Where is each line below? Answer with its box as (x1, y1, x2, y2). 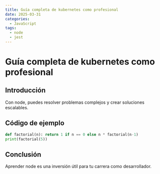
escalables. (5, 104, 29, 110)
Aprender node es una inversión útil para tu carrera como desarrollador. (5, 164, 152, 170)
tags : (5, 26, 16, 31)
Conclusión (5, 150, 42, 159)
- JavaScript (9, 21, 37, 26)
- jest (9, 35, 23, 40)
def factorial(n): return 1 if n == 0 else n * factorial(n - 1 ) (5, 132, 139, 137)
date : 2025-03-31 (5, 12, 41, 17)
